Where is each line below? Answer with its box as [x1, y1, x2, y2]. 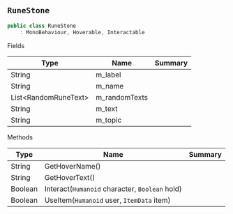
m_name [96, 81, 124, 91]
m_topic [96, 115, 122, 125]
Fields [7, 41, 25, 49]
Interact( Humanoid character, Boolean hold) [44, 184, 183, 194]
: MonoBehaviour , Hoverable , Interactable [20, 29, 145, 36]
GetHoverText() [44, 172, 96, 182]
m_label [96, 70, 121, 79]
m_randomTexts [96, 92, 149, 102]
